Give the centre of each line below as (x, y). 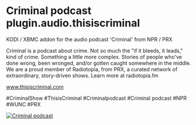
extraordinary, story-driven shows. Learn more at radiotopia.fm (82, 75)
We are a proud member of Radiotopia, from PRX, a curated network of (92, 69)
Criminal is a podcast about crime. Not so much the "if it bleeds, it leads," (94, 50)
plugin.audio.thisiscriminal (73, 23)
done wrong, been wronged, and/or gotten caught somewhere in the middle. (99, 63)
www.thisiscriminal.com (35, 86)
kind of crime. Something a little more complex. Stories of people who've (94, 57)
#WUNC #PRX (23, 104)
